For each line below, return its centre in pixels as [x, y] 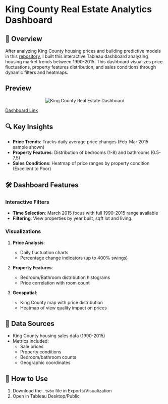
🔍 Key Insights [29, 127]
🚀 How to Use [26, 378]
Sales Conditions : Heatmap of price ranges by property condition [81, 163]
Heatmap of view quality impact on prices [63, 308]
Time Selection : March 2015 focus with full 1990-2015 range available [85, 213]
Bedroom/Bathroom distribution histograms [65, 277]
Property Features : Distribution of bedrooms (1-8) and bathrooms [81, 152]
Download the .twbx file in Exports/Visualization [62, 391]
